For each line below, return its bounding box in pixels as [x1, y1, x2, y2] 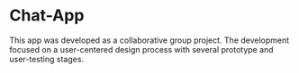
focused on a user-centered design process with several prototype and [9, 44, 274, 54]
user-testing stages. [9, 53, 84, 64]
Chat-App [9, 5, 85, 26]
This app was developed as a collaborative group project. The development [9, 35, 290, 45]
